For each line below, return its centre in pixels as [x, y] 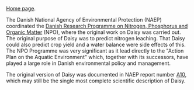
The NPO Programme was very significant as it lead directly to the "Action [95, 51]
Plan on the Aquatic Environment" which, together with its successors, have [97, 57]
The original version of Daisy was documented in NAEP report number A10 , [96, 75]
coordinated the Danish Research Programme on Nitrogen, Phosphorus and [97, 26]
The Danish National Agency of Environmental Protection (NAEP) [84, 20]
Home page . [21, 8]
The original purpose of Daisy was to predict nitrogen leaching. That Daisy [96, 38]
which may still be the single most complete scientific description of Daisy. [96, 81]
